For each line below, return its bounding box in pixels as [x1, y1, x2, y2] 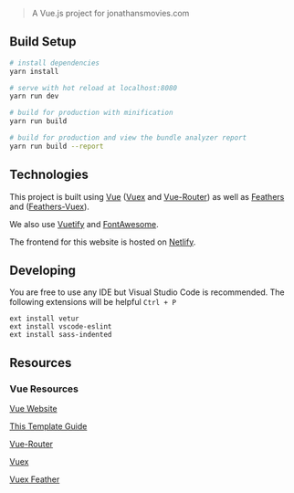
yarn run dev [9, 91, 59, 101]
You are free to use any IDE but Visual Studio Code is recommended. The [9, 287, 285, 298]
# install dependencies [9, 58, 100, 68]
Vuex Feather [9, 474, 60, 485]
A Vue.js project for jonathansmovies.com [31, 8, 190, 18]
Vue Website [9, 404, 58, 414]
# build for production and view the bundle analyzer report [9, 133, 247, 142]
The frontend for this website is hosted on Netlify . [9, 236, 196, 247]
